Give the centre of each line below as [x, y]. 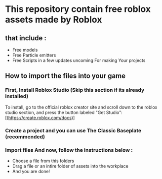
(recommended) [25, 136]
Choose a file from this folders [43, 161]
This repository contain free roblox [78, 9]
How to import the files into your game [65, 76]
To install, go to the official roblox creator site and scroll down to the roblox [81, 107]
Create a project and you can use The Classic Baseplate [73, 130]
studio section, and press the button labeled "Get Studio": [64, 112]
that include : [26, 38]
